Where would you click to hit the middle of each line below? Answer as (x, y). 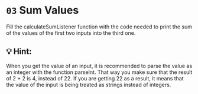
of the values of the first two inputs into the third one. (71, 33)
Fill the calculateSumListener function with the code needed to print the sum (99, 27)
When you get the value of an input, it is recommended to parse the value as (99, 66)
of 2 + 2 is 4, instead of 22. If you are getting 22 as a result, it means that (95, 78)
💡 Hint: (19, 52)
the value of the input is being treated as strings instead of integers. (89, 85)
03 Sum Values (43, 10)
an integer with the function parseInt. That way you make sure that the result (99, 72)
